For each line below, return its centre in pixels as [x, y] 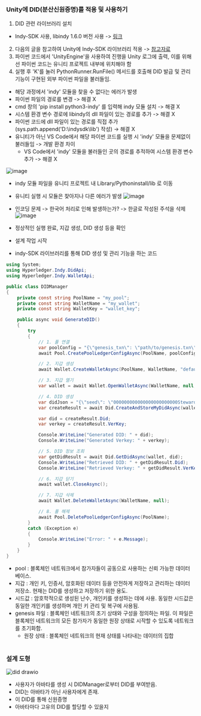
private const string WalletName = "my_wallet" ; [79, 304]
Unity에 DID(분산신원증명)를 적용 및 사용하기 [67, 9]
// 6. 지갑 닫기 [56, 479]
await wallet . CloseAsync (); [73, 484]
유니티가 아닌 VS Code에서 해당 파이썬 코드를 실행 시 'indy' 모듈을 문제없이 [103, 136]
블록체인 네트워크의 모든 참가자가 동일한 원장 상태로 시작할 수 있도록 [94, 620]
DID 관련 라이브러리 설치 [43, 24]
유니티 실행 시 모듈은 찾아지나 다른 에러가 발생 [68, 196]
